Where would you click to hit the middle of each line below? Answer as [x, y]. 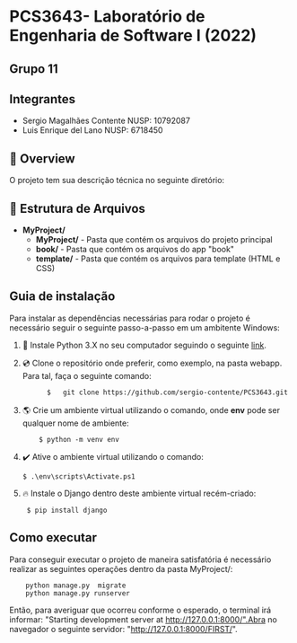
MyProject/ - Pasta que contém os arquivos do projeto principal [154, 240]
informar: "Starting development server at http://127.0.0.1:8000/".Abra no [144, 619]
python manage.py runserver [78, 593]
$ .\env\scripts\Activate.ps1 [79, 476]
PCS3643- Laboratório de [107, 17]
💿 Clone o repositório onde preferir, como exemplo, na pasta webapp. [152, 363]
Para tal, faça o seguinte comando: [87, 375]
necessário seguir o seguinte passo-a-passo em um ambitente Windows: [144, 327]
